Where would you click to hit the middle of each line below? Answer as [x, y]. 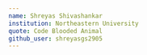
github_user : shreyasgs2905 [56, 38]
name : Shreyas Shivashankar [56, 16]
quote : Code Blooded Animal [56, 31]
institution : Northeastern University [73, 23]
